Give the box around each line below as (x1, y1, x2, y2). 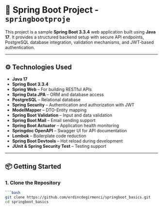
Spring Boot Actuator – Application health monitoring (12, 122, 119, 128)
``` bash (5, 191, 21, 195)
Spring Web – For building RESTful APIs (12, 86, 92, 92)
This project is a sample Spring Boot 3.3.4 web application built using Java (5, 29, 156, 35)
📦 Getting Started (5, 162, 62, 171)
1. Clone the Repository (5, 179, 61, 186)
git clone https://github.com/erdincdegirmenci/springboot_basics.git (5, 195, 151, 200)
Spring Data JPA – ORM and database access (12, 91, 104, 97)
